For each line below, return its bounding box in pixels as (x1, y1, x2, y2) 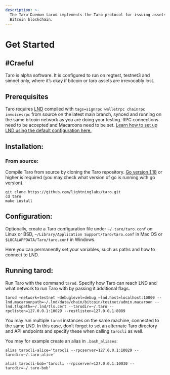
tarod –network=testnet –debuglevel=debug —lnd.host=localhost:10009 (5, 295, 155, 300)
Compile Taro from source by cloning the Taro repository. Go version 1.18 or (5, 168, 163, 175)
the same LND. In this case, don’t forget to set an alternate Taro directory (5, 323, 158, 329)
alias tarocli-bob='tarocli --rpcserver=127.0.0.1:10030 (5, 361, 128, 366)
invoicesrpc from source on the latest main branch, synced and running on (5, 111, 162, 117)
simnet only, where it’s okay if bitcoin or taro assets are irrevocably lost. (5, 78, 155, 84)
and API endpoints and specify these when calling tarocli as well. (5, 328, 144, 334)
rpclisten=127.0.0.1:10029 (5, 308, 62, 314)
